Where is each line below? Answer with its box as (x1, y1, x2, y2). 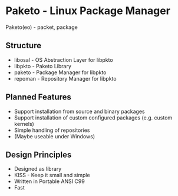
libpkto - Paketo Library (14, 62, 72, 69)
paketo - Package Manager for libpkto (14, 69, 107, 76)
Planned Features (5, 92, 72, 102)
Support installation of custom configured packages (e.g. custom (14, 114, 173, 121)
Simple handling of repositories (14, 127, 90, 134)
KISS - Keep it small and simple (14, 172, 90, 179)
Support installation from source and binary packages (14, 108, 145, 115)
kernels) (14, 120, 35, 127)
